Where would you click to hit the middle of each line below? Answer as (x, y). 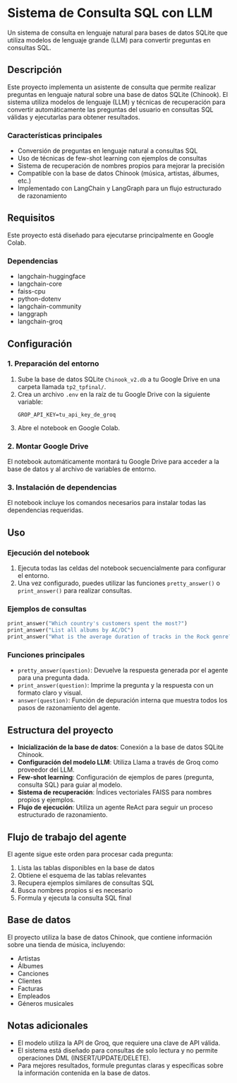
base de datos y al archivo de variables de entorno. (82, 469)
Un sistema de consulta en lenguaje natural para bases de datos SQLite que (117, 33)
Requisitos (31, 218)
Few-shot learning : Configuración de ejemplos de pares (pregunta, (116, 777)
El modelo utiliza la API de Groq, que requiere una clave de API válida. (119, 1043)
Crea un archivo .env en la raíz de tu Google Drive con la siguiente (114, 394)
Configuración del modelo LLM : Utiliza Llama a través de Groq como (118, 763)
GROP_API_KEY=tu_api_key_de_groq (67, 415)
